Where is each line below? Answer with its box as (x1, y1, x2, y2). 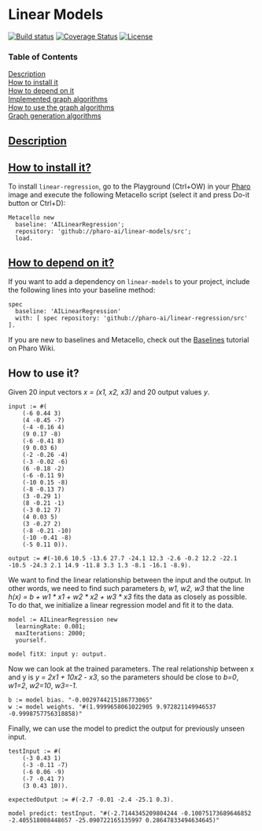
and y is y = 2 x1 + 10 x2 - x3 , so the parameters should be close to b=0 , (8, 672, 239, 682)
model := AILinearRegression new (8, 616, 118, 624)
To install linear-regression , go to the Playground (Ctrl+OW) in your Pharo (8, 182, 251, 191)
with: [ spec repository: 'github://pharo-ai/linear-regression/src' (15, 314, 248, 323)
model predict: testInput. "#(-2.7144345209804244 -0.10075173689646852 (8, 810, 252, 818)
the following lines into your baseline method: (8, 286, 156, 295)
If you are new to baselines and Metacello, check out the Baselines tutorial (8, 335, 249, 345)
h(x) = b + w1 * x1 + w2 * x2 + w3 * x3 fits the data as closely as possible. (8, 592, 248, 601)
